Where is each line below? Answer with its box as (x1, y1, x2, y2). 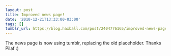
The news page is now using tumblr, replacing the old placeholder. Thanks (5, 40, 161, 46)
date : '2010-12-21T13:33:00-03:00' (5, 17, 81, 22)
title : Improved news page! (5, 12, 65, 17)
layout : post (5, 7, 33, 13)
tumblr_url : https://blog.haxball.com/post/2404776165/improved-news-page (5, 26, 167, 31)
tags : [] (5, 21, 24, 27)
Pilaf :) (5, 45, 19, 51)
